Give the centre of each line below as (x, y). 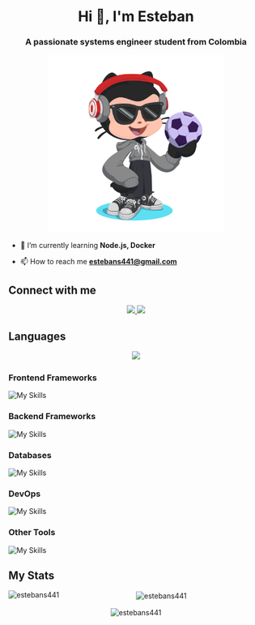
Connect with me (53, 290)
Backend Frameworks (52, 417)
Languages (37, 336)
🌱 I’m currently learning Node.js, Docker (87, 246)
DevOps (25, 494)
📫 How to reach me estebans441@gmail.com (98, 262)
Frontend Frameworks (53, 378)
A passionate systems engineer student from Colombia (136, 42)
